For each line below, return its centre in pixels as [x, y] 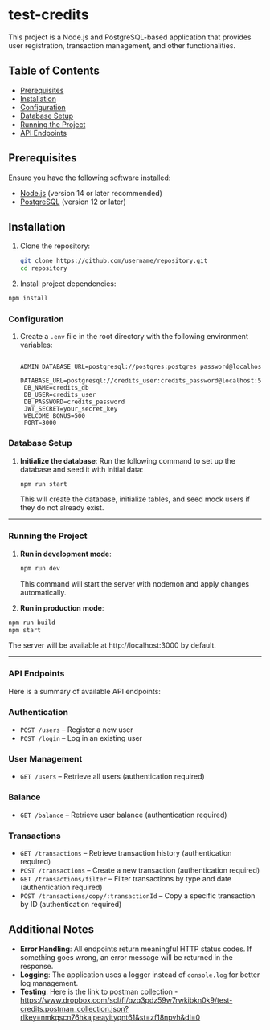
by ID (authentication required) [71, 904]
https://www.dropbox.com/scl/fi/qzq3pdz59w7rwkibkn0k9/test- [126, 1000]
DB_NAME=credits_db [56, 388]
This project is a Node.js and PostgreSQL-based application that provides [130, 37]
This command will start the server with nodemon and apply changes [135, 583]
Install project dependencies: [68, 284]
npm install [28, 299]
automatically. [43, 592]
